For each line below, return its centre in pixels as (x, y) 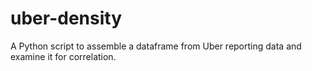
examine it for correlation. (63, 56)
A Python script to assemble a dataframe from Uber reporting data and (156, 46)
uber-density (66, 18)
